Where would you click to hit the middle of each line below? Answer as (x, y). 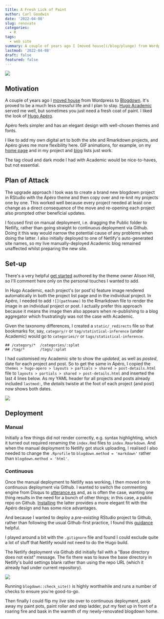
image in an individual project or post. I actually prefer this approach (74, 306)
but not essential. (22, 165)
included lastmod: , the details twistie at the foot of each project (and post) (80, 383)
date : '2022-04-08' (25, 19)
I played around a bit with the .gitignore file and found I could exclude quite (82, 537)
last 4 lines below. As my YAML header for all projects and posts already (78, 378)
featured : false (21, 60)
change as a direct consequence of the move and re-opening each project (80, 208)
